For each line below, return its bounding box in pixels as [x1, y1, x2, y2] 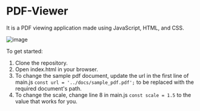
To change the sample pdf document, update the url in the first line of [15, 72, 189, 79]
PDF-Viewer [6, 4, 68, 18]
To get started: [6, 47, 44, 55]
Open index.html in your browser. [15, 65, 98, 73]
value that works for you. [15, 98, 78, 105]
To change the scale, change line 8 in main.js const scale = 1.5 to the [15, 91, 192, 98]
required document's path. [15, 84, 82, 92]
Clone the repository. [15, 59, 68, 66]
